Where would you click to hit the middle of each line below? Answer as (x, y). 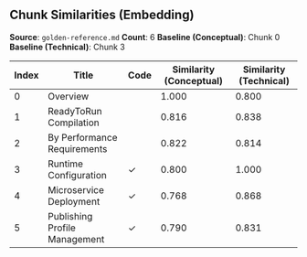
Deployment (74, 201)
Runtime (66, 164)
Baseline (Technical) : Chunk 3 (67, 47)
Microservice (76, 189)
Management (76, 239)
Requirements (78, 148)
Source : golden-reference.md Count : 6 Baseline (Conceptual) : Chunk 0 (145, 37)
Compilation (74, 123)
